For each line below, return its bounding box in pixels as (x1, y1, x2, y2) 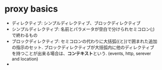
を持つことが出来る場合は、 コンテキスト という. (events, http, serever (11, 50, 151, 56)
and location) (11, 56, 39, 62)
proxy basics (4, 3, 58, 15)
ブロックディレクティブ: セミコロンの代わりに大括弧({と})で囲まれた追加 (11, 38, 158, 44)
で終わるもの (11, 32, 38, 38)
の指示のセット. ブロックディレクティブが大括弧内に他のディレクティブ (11, 44, 155, 50)
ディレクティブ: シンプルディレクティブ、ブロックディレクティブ (11, 20, 141, 26)
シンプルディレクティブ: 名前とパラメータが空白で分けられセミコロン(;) (11, 26, 155, 32)
